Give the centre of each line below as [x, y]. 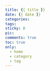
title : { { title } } [25, 10]
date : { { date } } [23, 14]
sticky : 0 [15, 28]
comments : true [21, 38]
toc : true [15, 42]
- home [16, 51]
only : [11, 47]
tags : [11, 24]
